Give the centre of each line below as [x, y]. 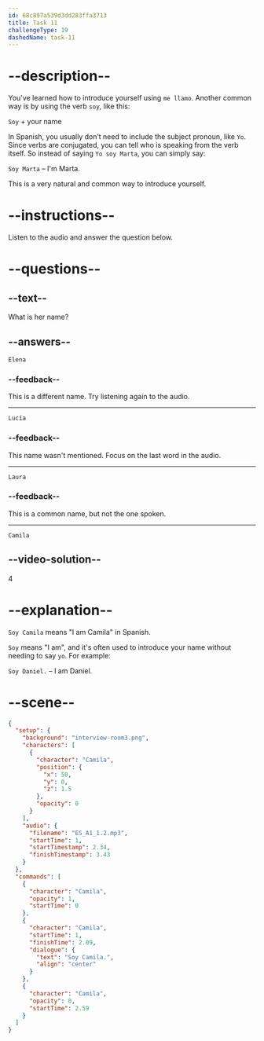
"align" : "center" [66, 964]
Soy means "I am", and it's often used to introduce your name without [120, 647]
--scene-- [42, 702]
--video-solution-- [55, 560]
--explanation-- [60, 610]
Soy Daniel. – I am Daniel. [50, 671]
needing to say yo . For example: [60, 655]
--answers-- [39, 341]
